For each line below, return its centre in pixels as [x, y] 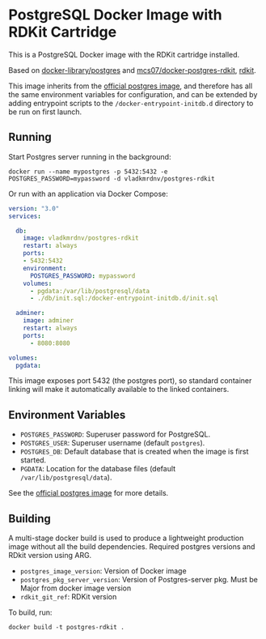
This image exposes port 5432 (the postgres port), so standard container [130, 381]
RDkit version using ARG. [50, 555]
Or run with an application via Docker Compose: [88, 194]
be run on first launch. [45, 112]
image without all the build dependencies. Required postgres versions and [132, 547]
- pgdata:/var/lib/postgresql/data [90, 291]
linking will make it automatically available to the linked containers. [119, 390]
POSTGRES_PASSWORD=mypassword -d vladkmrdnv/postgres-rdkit [112, 179]
